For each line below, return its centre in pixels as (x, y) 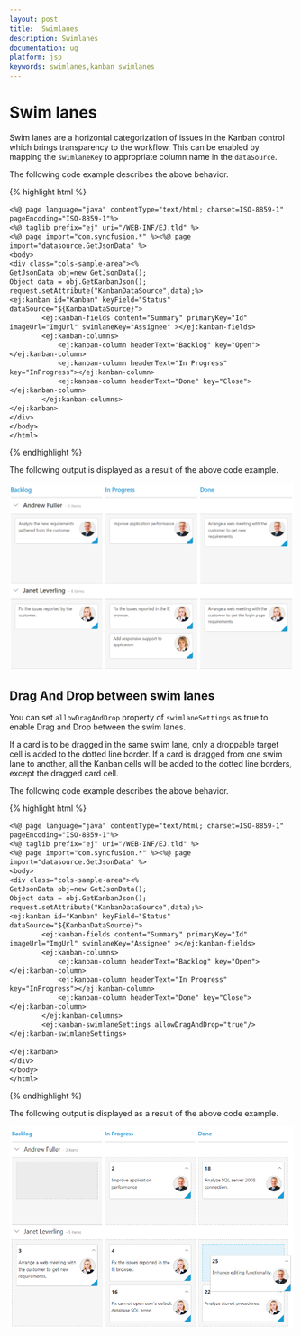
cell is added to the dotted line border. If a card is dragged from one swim (146, 754)
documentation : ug (44, 48)
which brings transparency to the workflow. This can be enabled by (134, 147)
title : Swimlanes (44, 28)
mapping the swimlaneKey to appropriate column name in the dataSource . (143, 156)
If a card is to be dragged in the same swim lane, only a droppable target (144, 744)
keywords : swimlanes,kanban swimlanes (82, 67)
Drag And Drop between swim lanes (112, 696)
